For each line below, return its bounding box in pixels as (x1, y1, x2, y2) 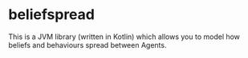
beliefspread (8, 6, 95, 24)
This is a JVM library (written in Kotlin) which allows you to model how (8, 32, 241, 41)
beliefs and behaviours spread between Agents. (8, 40, 167, 49)
